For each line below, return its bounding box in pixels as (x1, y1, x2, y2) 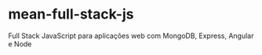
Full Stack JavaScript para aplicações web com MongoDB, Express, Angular (8, 31, 254, 40)
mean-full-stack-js (8, 5, 134, 23)
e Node (8, 39, 32, 48)
